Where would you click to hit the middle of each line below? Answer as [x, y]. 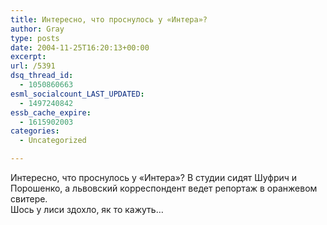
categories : [35, 131]
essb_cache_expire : [51, 112]
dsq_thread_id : [42, 76]
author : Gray [37, 29]
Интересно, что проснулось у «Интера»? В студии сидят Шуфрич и [154, 177]
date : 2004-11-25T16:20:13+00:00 [80, 47]
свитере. [29, 199]
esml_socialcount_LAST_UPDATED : [77, 94]
